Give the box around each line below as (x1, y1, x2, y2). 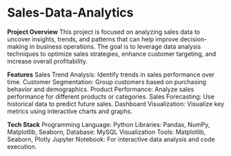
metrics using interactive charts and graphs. (7, 107, 133, 115)
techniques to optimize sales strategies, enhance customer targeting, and (7, 50, 217, 58)
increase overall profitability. (7, 57, 88, 65)
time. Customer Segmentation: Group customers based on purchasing (7, 77, 207, 86)
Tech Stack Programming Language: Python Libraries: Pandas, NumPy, (7, 120, 210, 128)
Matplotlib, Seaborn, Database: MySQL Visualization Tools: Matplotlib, (7, 128, 206, 136)
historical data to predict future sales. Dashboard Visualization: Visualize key (7, 99, 225, 108)
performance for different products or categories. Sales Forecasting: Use (7, 92, 215, 101)
